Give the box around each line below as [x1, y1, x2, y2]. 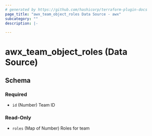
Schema [5, 76, 31, 85]
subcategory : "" [5, 16, 38, 21]
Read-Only [5, 114, 32, 121]
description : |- [5, 21, 38, 26]
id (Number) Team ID [12, 102, 55, 108]
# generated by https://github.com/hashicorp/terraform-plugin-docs [5, 7, 148, 12]
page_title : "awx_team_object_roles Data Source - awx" [5, 12, 121, 17]
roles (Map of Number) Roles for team [12, 125, 90, 131]
